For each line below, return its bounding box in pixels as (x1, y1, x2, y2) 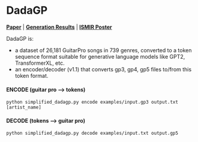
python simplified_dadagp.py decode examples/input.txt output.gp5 (6, 130, 179, 137)
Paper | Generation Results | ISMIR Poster (6, 23, 112, 31)
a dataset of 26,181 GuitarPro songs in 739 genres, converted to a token (14, 46, 192, 54)
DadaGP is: (6, 35, 34, 42)
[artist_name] (6, 104, 42, 111)
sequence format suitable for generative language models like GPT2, (14, 53, 185, 60)
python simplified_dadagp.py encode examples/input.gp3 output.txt (6, 99, 179, 105)
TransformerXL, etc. (14, 59, 65, 67)
